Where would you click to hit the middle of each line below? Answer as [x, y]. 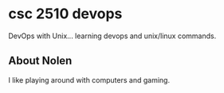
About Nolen [40, 61]
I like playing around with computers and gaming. [89, 79]
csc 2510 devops [65, 14]
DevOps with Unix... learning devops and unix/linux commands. [112, 36]
